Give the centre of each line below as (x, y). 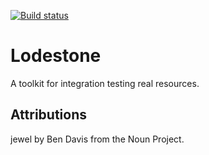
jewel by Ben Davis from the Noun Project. (97, 139)
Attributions (49, 115)
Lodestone (56, 56)
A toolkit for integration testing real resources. (105, 83)
